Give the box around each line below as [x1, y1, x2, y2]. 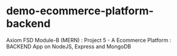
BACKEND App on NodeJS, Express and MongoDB [6, 43, 132, 50]
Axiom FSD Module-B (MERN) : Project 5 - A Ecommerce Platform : [6, 36, 172, 43]
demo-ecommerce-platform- [6, 4, 154, 18]
